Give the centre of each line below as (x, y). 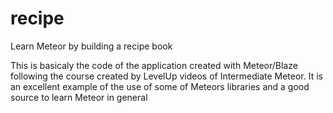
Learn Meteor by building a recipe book (91, 46)
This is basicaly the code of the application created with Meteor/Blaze (154, 65)
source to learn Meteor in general (79, 97)
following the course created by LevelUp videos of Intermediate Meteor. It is (167, 76)
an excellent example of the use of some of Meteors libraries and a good (160, 86)
